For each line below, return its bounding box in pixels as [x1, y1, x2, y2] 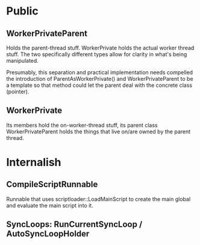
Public [6, 4, 39, 18]
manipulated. [6, 57, 39, 64]
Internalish [6, 156, 61, 169]
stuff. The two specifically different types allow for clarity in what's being [6, 51, 187, 58]
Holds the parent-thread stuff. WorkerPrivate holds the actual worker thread [6, 44, 195, 51]
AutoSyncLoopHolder [6, 229, 90, 239]
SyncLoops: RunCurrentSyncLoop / [6, 219, 143, 230]
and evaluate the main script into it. [6, 202, 93, 209]
